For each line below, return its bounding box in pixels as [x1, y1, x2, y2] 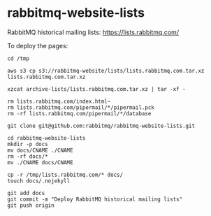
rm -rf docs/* [7, 152, 49, 160]
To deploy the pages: [7, 41, 68, 50]
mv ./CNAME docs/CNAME [7, 159, 73, 166]
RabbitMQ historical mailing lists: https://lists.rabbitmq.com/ [7, 28, 180, 36]
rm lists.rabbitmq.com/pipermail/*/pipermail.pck [7, 103, 155, 111]
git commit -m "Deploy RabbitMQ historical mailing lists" [7, 196, 183, 203]
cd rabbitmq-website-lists [7, 134, 86, 141]
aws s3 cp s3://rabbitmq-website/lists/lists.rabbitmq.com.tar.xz [7, 67, 205, 74]
